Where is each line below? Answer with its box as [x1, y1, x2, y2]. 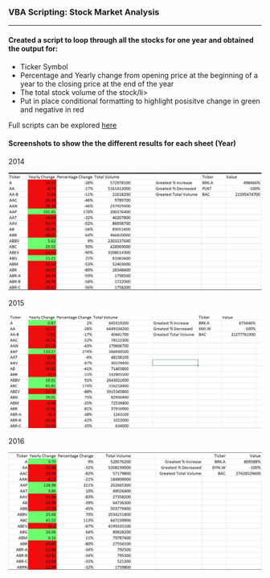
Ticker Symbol [19, 61, 68, 71]
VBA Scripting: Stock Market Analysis [8, 6, 160, 18]
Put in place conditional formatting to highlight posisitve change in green [19, 96, 261, 106]
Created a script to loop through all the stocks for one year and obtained [8, 35, 255, 44]
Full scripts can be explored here [8, 120, 117, 130]
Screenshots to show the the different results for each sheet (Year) [8, 139, 237, 148]
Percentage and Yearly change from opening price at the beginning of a [19, 70, 259, 80]
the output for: [8, 44, 59, 53]
